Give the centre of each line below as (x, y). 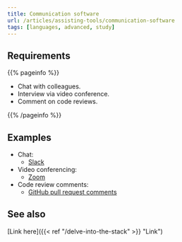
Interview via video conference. (63, 94)
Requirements (39, 56)
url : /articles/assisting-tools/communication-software (91, 21)
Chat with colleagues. (49, 86)
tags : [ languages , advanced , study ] (61, 27)
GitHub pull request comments (73, 192)
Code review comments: (53, 184)
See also (26, 214)
